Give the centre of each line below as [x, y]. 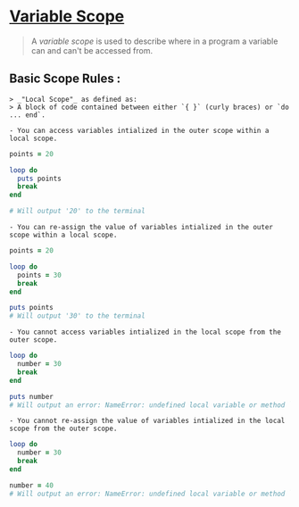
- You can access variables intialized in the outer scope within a [139, 130]
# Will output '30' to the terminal [77, 316]
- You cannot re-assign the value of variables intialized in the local [147, 421]
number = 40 [31, 485]
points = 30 [40, 275]
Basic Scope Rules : [65, 79]
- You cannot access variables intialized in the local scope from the [145, 332]
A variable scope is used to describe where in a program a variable [154, 41]
